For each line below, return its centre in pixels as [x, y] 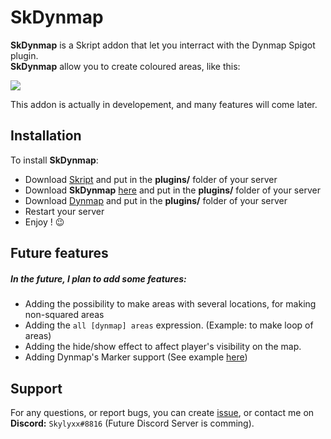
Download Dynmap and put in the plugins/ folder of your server [156, 200]
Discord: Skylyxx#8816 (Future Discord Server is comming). [132, 423]
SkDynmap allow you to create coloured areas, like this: [125, 66]
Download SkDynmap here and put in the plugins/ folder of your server [172, 190]
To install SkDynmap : [54, 160]
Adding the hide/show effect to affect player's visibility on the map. [163, 347]
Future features [59, 253]
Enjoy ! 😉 [44, 222]
